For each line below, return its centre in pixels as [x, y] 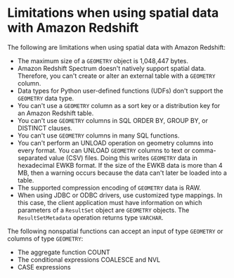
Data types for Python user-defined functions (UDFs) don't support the [120, 91]
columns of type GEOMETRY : [45, 238]
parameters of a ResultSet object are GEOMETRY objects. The [103, 210]
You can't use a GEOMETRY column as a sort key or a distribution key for [119, 105]
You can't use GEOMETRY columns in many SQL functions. [98, 135]
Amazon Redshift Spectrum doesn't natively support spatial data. [111, 68]
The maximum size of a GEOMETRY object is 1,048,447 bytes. [103, 60]
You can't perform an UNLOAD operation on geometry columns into [115, 143]
